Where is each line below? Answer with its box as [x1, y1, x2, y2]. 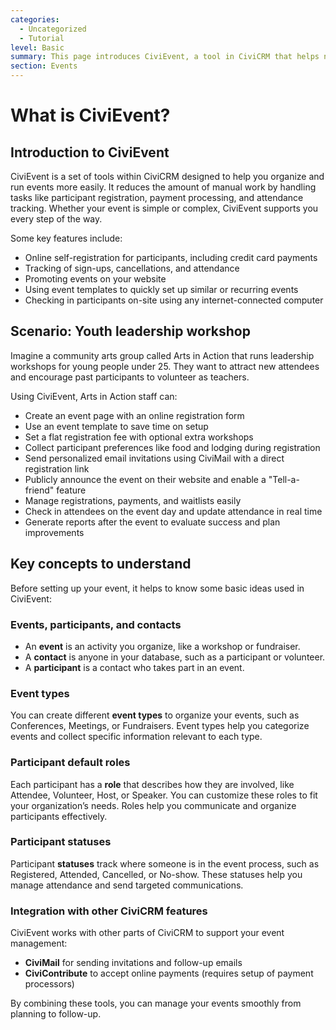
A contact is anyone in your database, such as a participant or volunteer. [24, 651, 326, 663]
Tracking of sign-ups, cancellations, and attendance [24, 262, 240, 274]
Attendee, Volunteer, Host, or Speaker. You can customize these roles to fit [10, 789, 318, 801]
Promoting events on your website [24, 273, 167, 285]
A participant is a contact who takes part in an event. [24, 661, 245, 673]
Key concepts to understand [10, 556, 192, 573]
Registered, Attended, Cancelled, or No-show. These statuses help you [10, 868, 303, 880]
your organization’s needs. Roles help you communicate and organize [10, 799, 297, 811]
